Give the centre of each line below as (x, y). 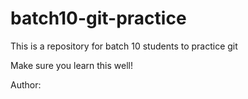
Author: (26, 84)
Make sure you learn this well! (71, 65)
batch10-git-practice (98, 18)
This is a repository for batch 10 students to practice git (124, 46)
